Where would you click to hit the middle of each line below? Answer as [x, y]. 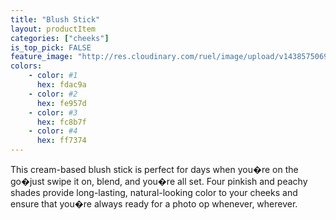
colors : [26, 66]
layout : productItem [53, 29]
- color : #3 [53, 112]
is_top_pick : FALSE [51, 47]
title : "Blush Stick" [55, 19]
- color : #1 [53, 76]
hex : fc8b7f [61, 122]
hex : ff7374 [61, 141]
